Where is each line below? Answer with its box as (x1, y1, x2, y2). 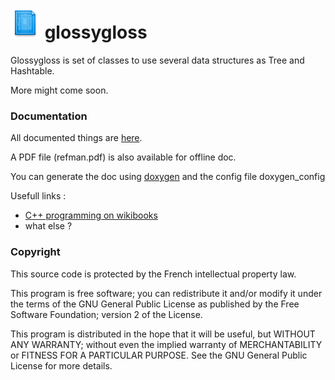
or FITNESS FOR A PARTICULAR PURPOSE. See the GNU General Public (10, 349, 308, 361)
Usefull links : (10, 190, 67, 202)
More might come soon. (10, 84, 109, 96)
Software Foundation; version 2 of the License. (10, 308, 203, 320)
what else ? (24, 220, 73, 232)
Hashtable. (10, 64, 55, 77)
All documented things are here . (10, 132, 143, 144)
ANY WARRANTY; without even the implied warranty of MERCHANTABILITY (10, 338, 323, 350)
